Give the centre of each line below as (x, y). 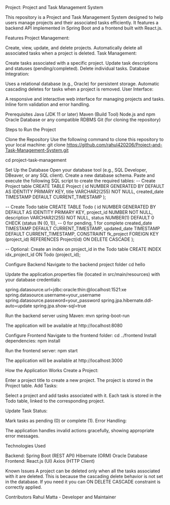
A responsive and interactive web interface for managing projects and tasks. (85, 99)
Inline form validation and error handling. (48, 104)
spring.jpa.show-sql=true (60, 306)
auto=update (19, 306)
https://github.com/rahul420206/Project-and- (114, 145)
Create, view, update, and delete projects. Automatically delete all (74, 48)
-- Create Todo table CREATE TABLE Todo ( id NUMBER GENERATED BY (81, 207)
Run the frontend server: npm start (41, 350)
